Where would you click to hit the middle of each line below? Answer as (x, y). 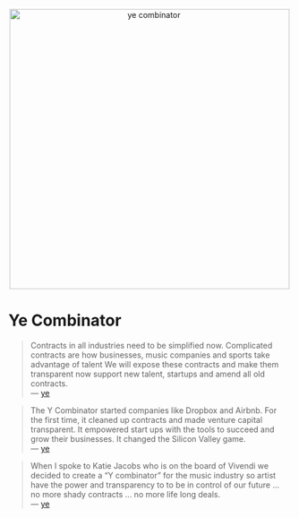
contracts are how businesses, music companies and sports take (150, 355)
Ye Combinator (65, 320)
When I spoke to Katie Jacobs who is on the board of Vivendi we (149, 465)
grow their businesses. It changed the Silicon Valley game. (138, 438)
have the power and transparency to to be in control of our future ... (155, 485)
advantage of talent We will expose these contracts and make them (154, 364)
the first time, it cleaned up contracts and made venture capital (146, 419)
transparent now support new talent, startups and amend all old (148, 374)
